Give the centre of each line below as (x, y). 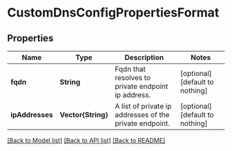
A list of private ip (143, 106)
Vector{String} (84, 115)
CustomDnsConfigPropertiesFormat (113, 13)
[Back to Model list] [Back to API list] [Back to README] (86, 140)
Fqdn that (130, 69)
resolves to (133, 78)
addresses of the (142, 115)
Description (144, 58)
